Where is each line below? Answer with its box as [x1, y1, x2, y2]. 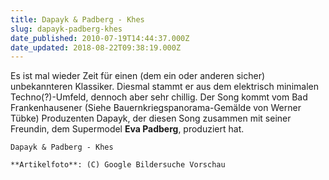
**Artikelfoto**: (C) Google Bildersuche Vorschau [10, 160, 226, 170]
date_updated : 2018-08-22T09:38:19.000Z [10, 42, 182, 53]
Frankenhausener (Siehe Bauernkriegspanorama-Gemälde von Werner [10, 102, 302, 114]
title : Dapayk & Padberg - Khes [10, 14, 145, 25]
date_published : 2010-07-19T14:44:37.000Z [10, 33, 190, 43]
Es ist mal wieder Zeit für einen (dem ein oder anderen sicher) [10, 70, 266, 82]
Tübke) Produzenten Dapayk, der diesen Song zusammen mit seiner [10, 112, 292, 125]
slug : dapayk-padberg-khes [10, 24, 123, 34]
